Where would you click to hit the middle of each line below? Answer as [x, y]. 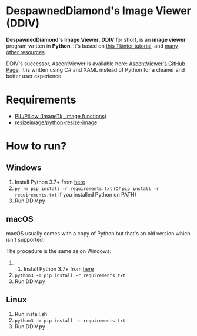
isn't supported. [25, 239]
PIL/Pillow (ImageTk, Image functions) [61, 116]
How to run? [36, 146]
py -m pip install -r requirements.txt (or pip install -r [87, 188]
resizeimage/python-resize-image [56, 122]
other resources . [26, 52]
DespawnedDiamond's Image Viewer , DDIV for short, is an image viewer [96, 39]
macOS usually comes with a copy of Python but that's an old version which [98, 233]
